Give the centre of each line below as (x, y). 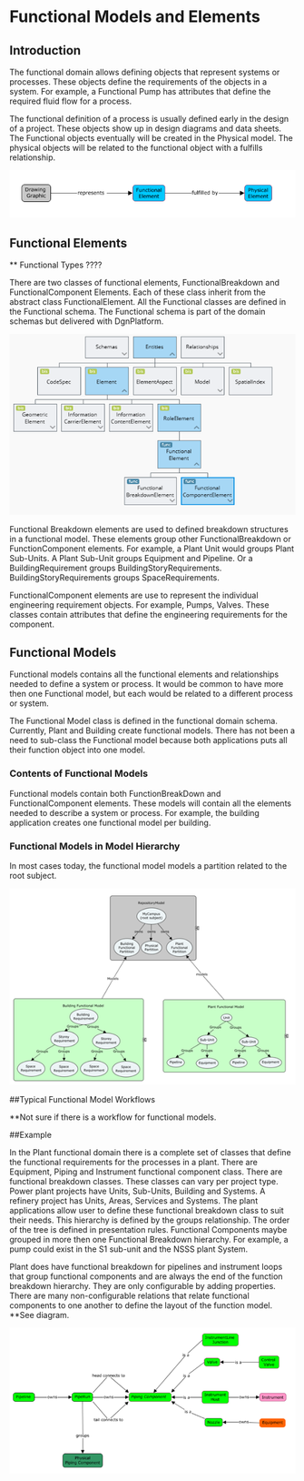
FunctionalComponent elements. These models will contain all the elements (151, 803)
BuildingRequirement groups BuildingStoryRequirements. (116, 568)
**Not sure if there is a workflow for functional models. (113, 1117)
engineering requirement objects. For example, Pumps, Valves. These (139, 604)
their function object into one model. (77, 750)
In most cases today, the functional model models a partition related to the (148, 865)
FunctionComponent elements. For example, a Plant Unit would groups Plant (152, 549)
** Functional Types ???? (56, 265)
